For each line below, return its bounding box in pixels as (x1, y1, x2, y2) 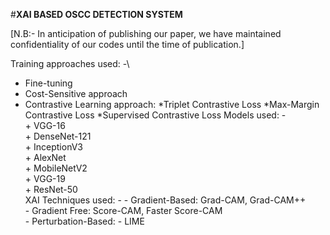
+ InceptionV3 (24, 141, 83, 153)
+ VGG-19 (24, 173, 66, 184)
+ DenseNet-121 (24, 130, 92, 142)
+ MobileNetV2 (24, 162, 88, 174)
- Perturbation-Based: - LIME (24, 215, 145, 227)
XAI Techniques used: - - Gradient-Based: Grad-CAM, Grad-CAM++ (24, 194, 307, 206)
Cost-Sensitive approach (24, 88, 128, 99)
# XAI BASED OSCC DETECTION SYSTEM (10, 9, 183, 20)
